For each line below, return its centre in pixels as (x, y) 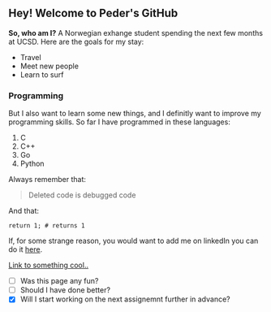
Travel (31, 57)
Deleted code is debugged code (82, 195)
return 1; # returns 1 (47, 226)
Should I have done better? (65, 290)
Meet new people (49, 66)
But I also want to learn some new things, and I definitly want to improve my (135, 114)
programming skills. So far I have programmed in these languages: (120, 122)
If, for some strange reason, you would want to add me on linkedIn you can (133, 241)
